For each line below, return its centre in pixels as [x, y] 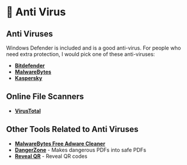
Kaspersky [28, 78]
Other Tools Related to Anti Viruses [72, 129]
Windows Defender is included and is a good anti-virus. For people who [94, 48]
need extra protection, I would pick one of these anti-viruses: [80, 54]
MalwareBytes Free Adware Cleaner [60, 143]
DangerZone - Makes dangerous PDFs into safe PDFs [80, 150]
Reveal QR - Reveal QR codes [51, 156]
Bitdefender [30, 65]
